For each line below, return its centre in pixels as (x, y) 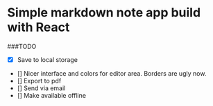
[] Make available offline (52, 95)
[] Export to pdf (39, 81)
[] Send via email (41, 88)
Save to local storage (48, 59)
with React (39, 27)
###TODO (22, 46)
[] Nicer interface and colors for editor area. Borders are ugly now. (112, 73)
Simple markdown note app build (104, 13)
